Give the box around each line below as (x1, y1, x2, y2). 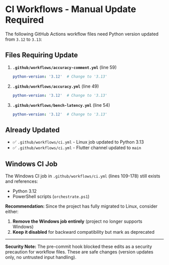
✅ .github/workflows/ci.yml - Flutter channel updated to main (12, 145, 142, 151)
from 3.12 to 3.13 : (5, 36, 42, 42)
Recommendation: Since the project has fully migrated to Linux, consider (5, 203, 158, 209)
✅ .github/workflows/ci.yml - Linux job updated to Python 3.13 (12, 139, 144, 145)
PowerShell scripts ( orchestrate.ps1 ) (12, 193, 90, 200)
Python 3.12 (12, 188, 37, 194)
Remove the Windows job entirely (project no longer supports (12, 218, 142, 224)
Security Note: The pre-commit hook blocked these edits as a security (5, 243, 152, 249)
